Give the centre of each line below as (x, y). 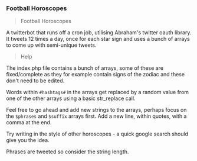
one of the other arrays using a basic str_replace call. (71, 98)
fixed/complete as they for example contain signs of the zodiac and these (95, 75)
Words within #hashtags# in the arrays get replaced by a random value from (98, 92)
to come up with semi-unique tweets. (51, 45)
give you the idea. (28, 140)
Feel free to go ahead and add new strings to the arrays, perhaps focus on (96, 110)
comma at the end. (29, 123)
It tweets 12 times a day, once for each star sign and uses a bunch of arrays (98, 39)
